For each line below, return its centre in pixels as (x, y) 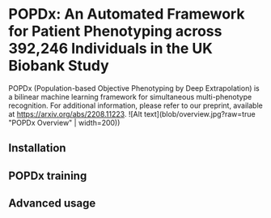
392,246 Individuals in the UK (110, 49)
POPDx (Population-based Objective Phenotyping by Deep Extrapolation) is (134, 88)
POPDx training (48, 175)
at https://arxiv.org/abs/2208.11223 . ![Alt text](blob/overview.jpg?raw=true (132, 113)
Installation (37, 148)
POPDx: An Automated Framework (127, 14)
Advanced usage (52, 203)
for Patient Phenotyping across (115, 31)
